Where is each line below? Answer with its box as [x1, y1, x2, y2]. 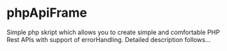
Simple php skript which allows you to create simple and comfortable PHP [6, 28, 220, 36]
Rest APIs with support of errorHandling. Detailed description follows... [6, 35, 211, 43]
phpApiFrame [6, 5, 88, 21]
